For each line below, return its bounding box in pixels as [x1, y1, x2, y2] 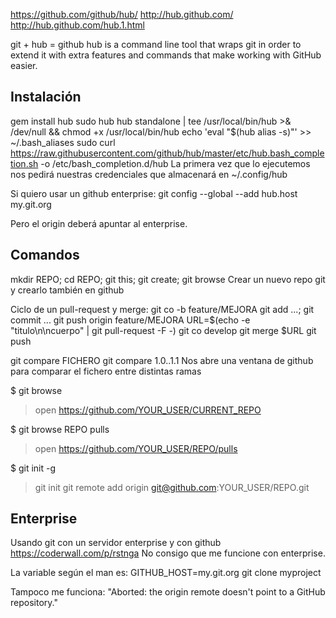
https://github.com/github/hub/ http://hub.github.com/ [10, 9, 234, 20]
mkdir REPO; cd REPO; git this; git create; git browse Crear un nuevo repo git [10, 273, 326, 285]
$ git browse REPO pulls [10, 423, 110, 435]
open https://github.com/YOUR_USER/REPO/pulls [34, 442, 238, 454]
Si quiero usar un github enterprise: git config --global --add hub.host [10, 187, 298, 199]
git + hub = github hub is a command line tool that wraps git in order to [10, 39, 302, 50]
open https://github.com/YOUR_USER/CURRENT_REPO [34, 404, 262, 416]
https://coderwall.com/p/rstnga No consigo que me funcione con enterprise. [10, 547, 326, 559]
